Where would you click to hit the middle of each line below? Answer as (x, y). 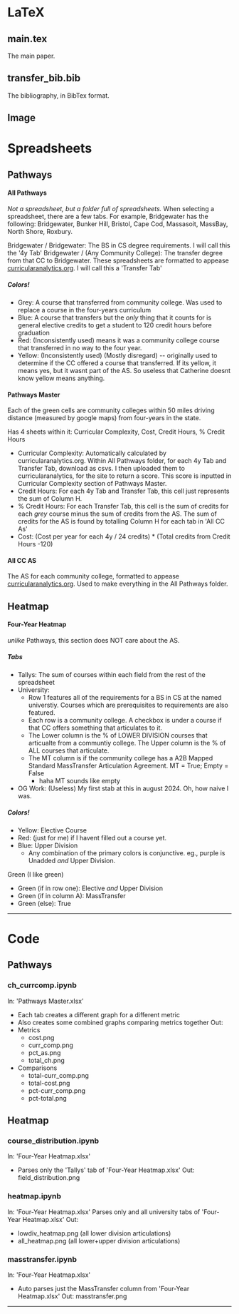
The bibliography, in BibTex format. (59, 95)
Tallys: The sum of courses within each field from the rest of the (112, 674)
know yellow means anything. (61, 378)
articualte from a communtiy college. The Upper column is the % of (127, 743)
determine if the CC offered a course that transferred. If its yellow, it (117, 363)
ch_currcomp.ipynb (42, 985)
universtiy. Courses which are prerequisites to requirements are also (128, 705)
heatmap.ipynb (34, 1196)
